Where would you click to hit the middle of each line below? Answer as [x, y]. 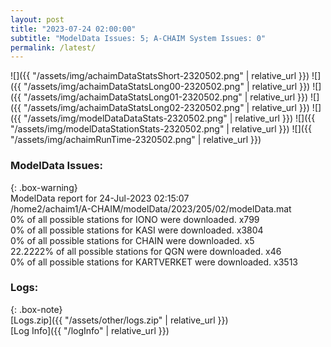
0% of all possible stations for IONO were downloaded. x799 [135, 219]
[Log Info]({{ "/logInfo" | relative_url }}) [90, 330]
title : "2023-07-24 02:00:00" [73, 29]
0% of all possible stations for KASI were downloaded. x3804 [137, 230]
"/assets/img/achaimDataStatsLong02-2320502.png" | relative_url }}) [166, 108]
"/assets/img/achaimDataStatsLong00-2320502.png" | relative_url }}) [167, 87]
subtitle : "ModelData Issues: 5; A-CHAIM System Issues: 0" [138, 38]
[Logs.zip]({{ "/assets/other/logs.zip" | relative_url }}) [119, 320]
